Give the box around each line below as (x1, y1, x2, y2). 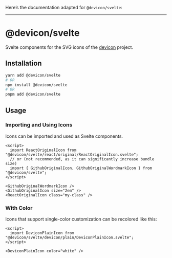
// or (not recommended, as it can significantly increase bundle (10, 156, 155, 161)
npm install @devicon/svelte (5, 82, 68, 87)
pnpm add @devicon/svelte (5, 92, 60, 97)
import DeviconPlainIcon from (10, 231, 74, 236)
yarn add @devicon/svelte (5, 72, 60, 78)
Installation (5, 59, 42, 68)
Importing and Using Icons (5, 121, 73, 128)
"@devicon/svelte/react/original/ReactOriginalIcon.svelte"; (5, 152, 139, 157)
